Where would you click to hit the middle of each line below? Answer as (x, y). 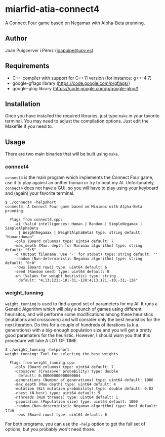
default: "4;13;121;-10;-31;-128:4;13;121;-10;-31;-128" (78, 280)
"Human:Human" (20, 237)
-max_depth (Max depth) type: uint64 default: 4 (65, 384)
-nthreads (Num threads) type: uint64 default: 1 (66, 397)
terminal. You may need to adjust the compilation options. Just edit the (77, 121)
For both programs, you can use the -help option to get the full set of (75, 424)
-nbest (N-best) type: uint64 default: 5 (57, 393)
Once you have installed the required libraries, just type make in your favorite (82, 116)
